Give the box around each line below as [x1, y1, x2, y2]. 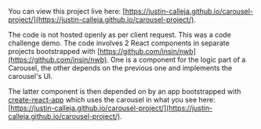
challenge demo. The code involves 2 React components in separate [8, 38, 230, 48]
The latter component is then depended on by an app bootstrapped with [8, 87, 241, 96]
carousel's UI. [8, 72, 53, 81]
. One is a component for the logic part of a [107, 55, 246, 64]
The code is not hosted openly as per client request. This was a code [8, 30, 231, 39]
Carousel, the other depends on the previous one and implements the [8, 63, 233, 73]
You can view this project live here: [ [8, 7, 125, 16]
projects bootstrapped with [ [8, 47, 100, 56]
